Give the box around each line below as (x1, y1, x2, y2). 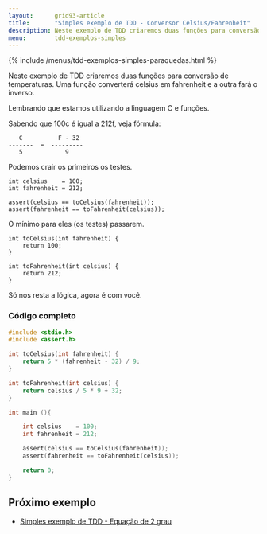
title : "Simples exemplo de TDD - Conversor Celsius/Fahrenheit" (8, 19, 250, 27)
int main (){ (8, 408, 52, 416)
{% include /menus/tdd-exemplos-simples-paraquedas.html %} (8, 56, 217, 65)
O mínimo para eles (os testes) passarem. (8, 220, 145, 229)
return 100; (22, 242, 62, 250)
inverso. (8, 88, 35, 98)
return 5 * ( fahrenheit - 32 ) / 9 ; (22, 357, 141, 366)
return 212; (22, 270, 62, 278)
